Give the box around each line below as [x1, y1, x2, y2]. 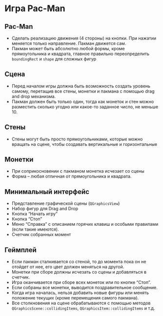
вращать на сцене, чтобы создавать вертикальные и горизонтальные [11, 141, 157, 147]
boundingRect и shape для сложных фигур [11, 56, 97, 61]
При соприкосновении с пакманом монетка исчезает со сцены [11, 168, 144, 174]
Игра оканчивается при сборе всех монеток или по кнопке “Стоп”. [11, 279, 151, 285]
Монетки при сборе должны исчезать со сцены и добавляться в [11, 269, 147, 275]
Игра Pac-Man [4, 3, 65, 14]
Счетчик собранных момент [11, 232, 71, 237]
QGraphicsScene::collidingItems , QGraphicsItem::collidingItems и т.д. [11, 305, 155, 311]
